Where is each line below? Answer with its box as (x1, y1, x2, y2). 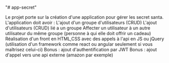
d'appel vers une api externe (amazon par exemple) (5, 52, 113, 58)
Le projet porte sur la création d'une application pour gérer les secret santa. (5, 14, 164, 20)
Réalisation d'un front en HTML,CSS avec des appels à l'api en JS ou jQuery (5, 36, 164, 42)
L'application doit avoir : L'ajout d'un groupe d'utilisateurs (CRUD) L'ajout (5, 20, 157, 25)
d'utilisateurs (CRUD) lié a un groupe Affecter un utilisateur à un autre (5, 25, 151, 31)
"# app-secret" (5, 5, 37, 10)
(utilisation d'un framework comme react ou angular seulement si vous (5, 41, 153, 47)
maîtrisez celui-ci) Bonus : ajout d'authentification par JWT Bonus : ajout (5, 47, 157, 52)
